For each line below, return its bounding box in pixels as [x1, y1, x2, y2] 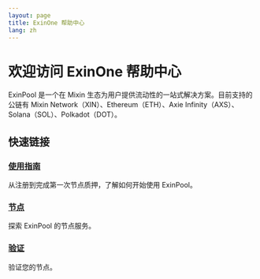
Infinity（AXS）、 [184, 100, 239, 110]
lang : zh [8, 26, 37, 34]
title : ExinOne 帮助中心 [8, 19, 85, 27]
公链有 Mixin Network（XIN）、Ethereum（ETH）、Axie [8, 100, 184, 110]
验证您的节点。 [8, 262, 57, 272]
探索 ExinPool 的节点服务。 [8, 221, 96, 231]
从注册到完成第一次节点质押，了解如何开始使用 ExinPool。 [8, 180, 197, 189]
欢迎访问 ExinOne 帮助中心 [8, 62, 182, 80]
